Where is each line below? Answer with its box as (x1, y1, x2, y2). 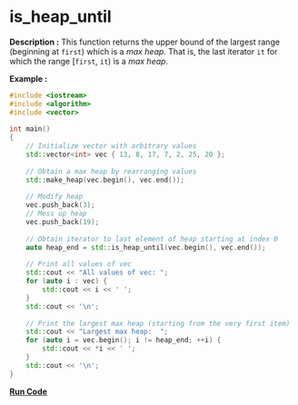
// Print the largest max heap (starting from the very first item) (25, 319, 291, 328)
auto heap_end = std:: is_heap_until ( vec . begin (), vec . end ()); (25, 242, 266, 252)
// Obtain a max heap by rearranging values (25, 166, 197, 176)
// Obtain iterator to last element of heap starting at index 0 (25, 234, 279, 243)
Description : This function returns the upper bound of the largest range (9, 36, 280, 47)
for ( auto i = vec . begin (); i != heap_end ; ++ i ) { (25, 336, 222, 345)
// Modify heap (25, 193, 84, 202)
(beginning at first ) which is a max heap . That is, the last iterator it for (9, 45, 279, 56)
